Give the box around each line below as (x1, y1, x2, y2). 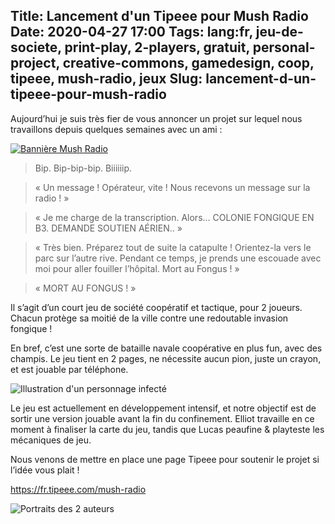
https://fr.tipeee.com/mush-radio (10, 483, 147, 495)
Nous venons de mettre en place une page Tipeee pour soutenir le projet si (10, 453, 320, 465)
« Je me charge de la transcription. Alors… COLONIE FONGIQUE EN (34, 211, 315, 223)
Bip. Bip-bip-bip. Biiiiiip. (34, 162, 133, 174)
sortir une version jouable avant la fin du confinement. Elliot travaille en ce (10, 412, 315, 424)
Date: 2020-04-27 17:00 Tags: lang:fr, (10, 24, 253, 41)
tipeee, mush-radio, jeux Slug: (10, 70, 203, 88)
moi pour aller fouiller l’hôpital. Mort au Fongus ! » (34, 262, 240, 274)
